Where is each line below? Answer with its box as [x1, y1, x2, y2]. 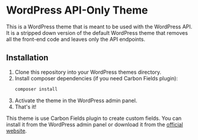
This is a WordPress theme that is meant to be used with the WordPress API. [6, 23, 193, 30]
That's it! [14, 103, 37, 110]
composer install [14, 86, 58, 92]
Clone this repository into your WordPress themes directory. [14, 69, 162, 76]
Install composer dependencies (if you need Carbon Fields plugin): [14, 74, 178, 82]
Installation [6, 53, 49, 63]
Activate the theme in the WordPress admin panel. [14, 97, 138, 104]
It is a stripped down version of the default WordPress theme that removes [6, 29, 189, 36]
